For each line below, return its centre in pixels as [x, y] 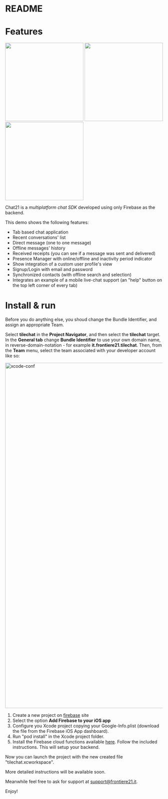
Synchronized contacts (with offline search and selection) [72, 275]
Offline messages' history [39, 248]
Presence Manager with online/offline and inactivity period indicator [82, 259]
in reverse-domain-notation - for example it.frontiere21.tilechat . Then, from [84, 345]
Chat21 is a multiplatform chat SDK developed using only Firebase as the [80, 207]
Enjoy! [12, 791]
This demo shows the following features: [47, 222]
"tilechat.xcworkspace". [29, 762]
